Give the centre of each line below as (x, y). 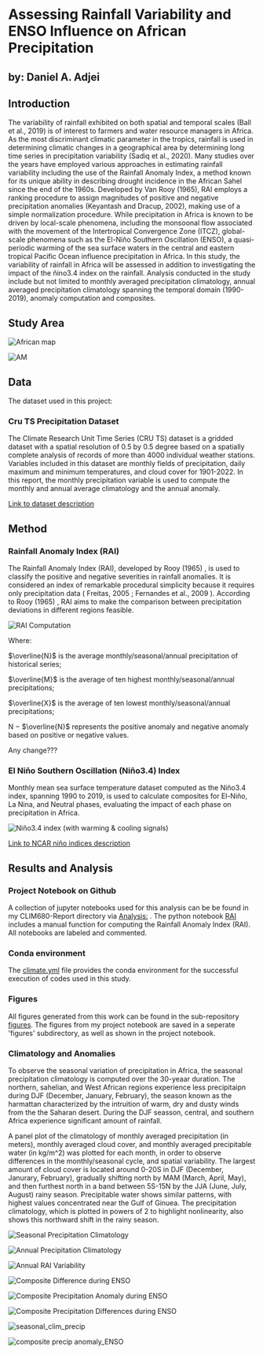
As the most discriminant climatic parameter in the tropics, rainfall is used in (131, 139)
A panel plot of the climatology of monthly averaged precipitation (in (119, 1136)
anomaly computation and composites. (93, 298)
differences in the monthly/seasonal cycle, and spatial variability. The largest (132, 1161)
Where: (20, 640)
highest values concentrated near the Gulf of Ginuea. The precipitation (122, 1203)
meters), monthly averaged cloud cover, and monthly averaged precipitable (130, 1144)
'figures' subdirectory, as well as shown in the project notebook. (112, 1033)
